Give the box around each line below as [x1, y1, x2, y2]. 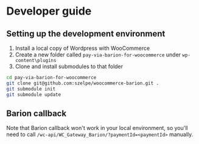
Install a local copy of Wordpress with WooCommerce [15, 44, 150, 52]
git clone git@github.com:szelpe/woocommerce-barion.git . [6, 80, 159, 86]
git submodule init [6, 86, 56, 92]
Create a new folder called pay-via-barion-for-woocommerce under [15, 51, 181, 58]
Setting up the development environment [6, 29, 166, 39]
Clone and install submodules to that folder [15, 63, 124, 70]
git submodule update [6, 91, 61, 98]
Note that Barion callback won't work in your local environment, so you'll [6, 125, 188, 132]
